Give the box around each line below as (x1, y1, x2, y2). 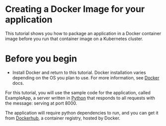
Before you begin (5, 53, 77, 64)
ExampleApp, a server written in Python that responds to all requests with (5, 95, 155, 101)
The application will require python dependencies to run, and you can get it (5, 110, 159, 116)
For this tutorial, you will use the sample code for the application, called (5, 89, 151, 95)
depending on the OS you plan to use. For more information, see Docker (12, 74, 160, 80)
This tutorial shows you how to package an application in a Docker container (5, 30, 162, 36)
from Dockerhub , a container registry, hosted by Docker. (5, 115, 120, 121)
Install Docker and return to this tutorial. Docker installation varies (12, 69, 146, 75)
